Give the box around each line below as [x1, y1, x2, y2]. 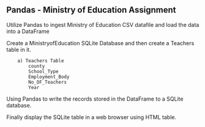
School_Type [28, 68, 59, 74]
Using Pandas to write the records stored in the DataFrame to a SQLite [6, 95, 184, 103]
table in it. [6, 46, 32, 53]
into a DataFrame [6, 27, 50, 35]
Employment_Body [28, 73, 70, 80]
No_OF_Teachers [28, 79, 67, 85]
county [28, 63, 45, 69]
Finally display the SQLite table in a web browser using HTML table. [6, 113, 176, 121]
